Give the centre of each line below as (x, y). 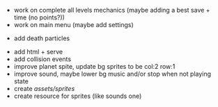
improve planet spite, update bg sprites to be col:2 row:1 (94, 66)
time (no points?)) (39, 17)
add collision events (42, 59)
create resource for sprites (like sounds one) (78, 96)
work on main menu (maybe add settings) (73, 25)
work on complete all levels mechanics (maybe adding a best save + (112, 10)
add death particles (42, 38)
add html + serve (38, 52)
